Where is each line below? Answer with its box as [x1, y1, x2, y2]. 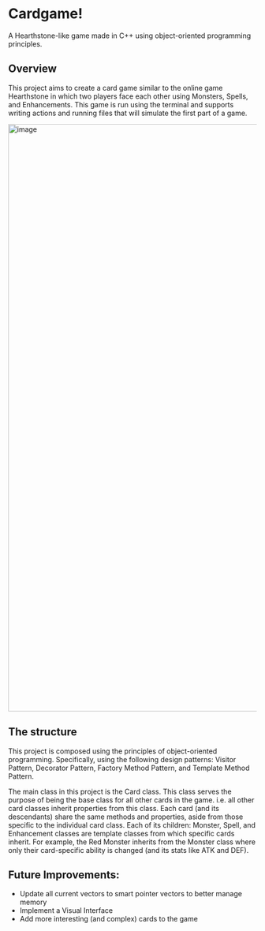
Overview [8, 62, 58, 76]
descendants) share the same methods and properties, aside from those [8, 812, 244, 821]
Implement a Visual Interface [19, 906, 113, 915]
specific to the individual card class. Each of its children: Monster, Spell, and [8, 820, 256, 829]
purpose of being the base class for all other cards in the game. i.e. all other [8, 795, 255, 805]
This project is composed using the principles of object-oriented [8, 746, 218, 756]
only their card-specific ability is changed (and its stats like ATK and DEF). [8, 845, 249, 854]
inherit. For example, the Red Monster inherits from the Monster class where [8, 837, 256, 847]
